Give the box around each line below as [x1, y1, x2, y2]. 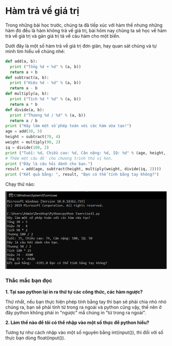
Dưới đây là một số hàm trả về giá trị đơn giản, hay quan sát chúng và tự [5, 42, 157, 49]
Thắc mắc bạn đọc [5, 277, 53, 284]
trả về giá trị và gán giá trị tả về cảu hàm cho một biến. [5, 33, 120, 39]
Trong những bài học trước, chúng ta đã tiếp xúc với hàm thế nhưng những [5, 22, 163, 28]
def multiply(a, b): [5, 91, 50, 97]
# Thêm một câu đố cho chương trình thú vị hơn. [5, 156, 114, 161]
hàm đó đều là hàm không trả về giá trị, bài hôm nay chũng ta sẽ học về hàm [5, 27, 167, 33]
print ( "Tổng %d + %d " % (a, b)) [10, 64, 81, 69]
